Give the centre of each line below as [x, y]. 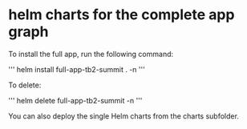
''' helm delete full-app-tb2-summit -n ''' [75, 100]
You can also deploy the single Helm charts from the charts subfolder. [123, 116]
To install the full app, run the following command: [91, 54]
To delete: [25, 85]
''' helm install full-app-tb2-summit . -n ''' [77, 69]
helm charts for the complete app [121, 15]
